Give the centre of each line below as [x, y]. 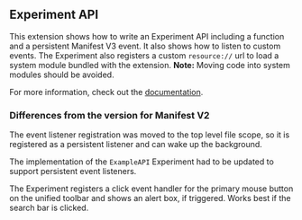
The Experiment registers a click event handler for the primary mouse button [151, 189]
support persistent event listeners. [73, 172]
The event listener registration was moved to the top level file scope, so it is [150, 135]
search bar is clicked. [49, 208]
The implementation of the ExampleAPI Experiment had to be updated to [142, 162]
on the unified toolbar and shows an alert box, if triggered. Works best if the [150, 198]
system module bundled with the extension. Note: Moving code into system [150, 65]
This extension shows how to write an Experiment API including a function [147, 36]
